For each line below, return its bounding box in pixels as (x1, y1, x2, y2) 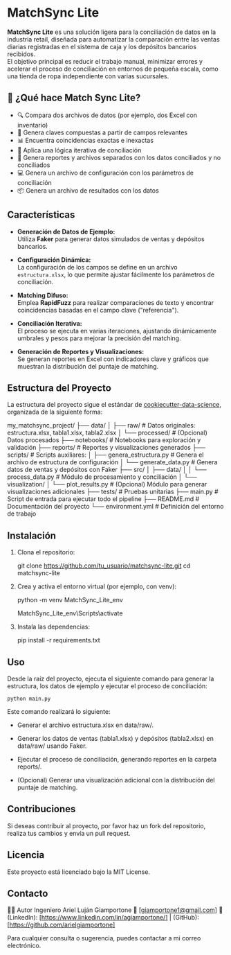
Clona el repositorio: (17, 548, 75, 557)
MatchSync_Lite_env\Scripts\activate (17, 609, 123, 617)
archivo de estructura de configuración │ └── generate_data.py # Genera (7, 458, 218, 466)
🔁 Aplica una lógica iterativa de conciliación (17, 146, 142, 154)
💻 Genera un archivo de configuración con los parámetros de (17, 168, 194, 177)
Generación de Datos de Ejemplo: (17, 227, 115, 236)
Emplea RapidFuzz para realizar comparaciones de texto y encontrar (17, 298, 214, 306)
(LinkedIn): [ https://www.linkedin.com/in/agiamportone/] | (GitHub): (7, 913, 199, 922)
